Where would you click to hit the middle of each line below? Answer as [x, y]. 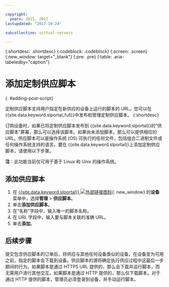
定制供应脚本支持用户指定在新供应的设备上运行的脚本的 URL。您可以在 [78, 109]
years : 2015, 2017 [29, 19]
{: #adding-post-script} [29, 98]
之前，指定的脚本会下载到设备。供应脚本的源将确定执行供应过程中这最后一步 [84, 260]
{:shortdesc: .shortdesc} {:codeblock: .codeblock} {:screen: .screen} [76, 51]
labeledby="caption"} [27, 62]
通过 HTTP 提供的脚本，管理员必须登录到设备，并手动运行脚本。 [72, 279]
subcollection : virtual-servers [39, 33]
